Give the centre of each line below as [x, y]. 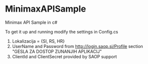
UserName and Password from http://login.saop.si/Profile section [78, 46]
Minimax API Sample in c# [31, 22]
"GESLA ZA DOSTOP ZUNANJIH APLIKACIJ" [57, 51]
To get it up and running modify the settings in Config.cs [62, 32]
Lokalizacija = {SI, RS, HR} [38, 41]
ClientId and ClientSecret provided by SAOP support [64, 56]
